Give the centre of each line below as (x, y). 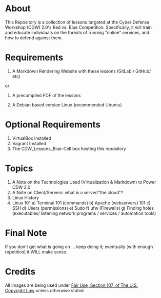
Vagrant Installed (29, 143)
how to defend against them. (34, 38)
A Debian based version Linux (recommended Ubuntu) (67, 105)
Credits (20, 271)
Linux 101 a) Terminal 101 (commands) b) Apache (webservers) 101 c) (81, 203)
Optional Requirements (53, 125)
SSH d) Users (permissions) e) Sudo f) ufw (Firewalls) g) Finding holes (83, 208)
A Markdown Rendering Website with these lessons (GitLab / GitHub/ (81, 71)
